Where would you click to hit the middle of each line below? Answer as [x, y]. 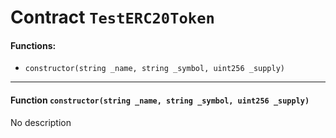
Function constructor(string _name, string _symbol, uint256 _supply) [160, 100]
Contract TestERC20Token [112, 17]
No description [41, 122]
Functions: [33, 45]
